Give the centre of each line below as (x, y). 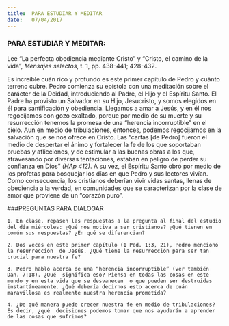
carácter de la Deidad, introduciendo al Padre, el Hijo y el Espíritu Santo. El (112, 94)
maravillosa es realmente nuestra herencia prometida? (87, 293)
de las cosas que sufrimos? (47, 316)
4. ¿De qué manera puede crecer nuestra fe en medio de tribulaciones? (111, 305)
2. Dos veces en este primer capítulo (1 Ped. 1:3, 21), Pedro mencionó (113, 245)
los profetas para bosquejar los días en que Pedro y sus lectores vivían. (108, 173)
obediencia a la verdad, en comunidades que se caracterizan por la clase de (114, 188)
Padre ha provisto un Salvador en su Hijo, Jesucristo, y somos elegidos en (112, 100)
